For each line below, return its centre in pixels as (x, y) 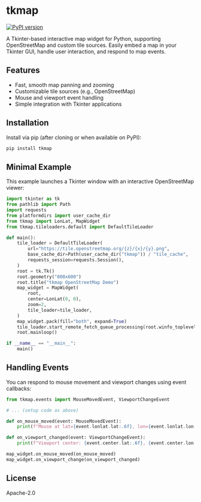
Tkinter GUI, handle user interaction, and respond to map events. (86, 51)
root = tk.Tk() (36, 271)
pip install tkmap (29, 148)
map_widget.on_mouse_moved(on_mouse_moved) (61, 454)
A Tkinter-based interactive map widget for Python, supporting (84, 38)
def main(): (21, 238)
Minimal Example (39, 167)
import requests (26, 210)
